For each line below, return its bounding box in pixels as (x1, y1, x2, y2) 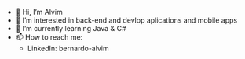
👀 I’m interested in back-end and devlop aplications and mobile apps (15, 16, 238, 25)
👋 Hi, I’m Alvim (15, 8, 63, 16)
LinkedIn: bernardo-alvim (27, 43, 109, 53)
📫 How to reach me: (15, 33, 83, 42)
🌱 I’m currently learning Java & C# (15, 24, 127, 33)
